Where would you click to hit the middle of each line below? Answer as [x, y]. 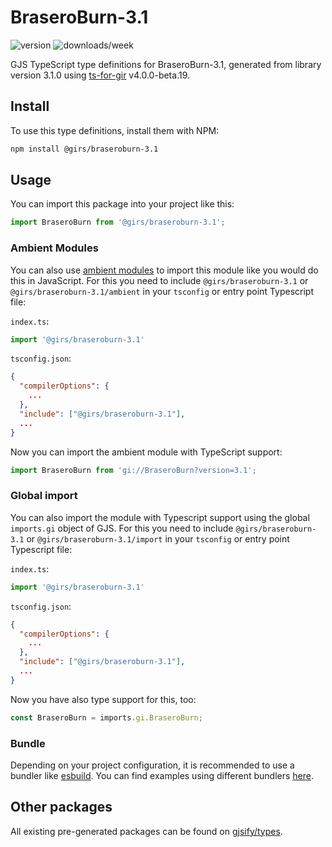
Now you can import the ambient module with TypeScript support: [146, 452]
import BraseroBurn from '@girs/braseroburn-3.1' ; [118, 222]
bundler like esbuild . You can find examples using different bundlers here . [162, 775]
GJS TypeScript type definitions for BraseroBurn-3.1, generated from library [166, 64]
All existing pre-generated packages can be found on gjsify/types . [146, 831]
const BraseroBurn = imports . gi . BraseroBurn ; [106, 717]
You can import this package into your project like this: [122, 204]
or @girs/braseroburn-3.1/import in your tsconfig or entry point [158, 538]
